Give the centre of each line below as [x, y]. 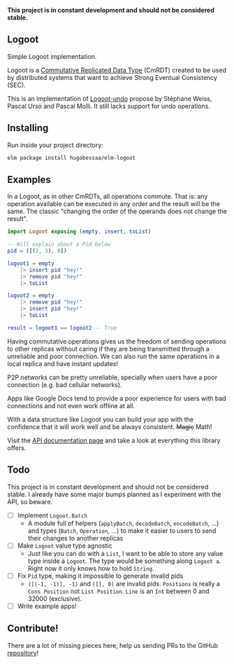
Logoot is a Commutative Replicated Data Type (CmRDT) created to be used [117, 70]
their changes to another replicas [75, 538]
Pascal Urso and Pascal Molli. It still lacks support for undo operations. [109, 106]
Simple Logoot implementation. [52, 56]
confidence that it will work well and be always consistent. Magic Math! [110, 426]
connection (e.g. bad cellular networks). [65, 384]
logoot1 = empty [31, 263]
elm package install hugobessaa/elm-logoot [72, 158]
